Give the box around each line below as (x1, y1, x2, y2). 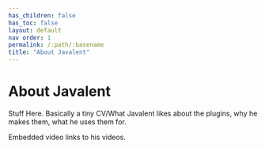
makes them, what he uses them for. (8, 116, 127, 127)
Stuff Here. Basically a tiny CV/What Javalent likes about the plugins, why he (8, 108, 258, 118)
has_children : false (8, 11, 77, 20)
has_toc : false (8, 19, 59, 27)
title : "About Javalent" (8, 48, 90, 56)
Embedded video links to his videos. (8, 132, 127, 142)
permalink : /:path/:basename (8, 41, 104, 49)
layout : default (8, 26, 62, 34)
